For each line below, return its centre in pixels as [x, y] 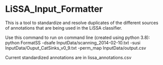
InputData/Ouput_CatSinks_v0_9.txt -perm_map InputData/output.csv [76, 48]
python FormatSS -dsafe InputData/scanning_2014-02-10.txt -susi [73, 42]
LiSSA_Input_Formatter [54, 9]
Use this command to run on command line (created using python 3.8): [78, 37]
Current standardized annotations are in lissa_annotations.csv [68, 57]
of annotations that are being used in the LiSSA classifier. [64, 28]
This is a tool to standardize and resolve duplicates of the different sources [82, 23]
